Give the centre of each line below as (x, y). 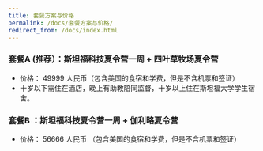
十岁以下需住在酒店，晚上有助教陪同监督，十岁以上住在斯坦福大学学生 (134, 88)
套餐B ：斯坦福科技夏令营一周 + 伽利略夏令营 (94, 120)
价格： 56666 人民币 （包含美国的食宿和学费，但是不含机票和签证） (130, 138)
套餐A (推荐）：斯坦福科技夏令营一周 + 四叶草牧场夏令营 (113, 59)
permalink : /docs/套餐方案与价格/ (61, 23)
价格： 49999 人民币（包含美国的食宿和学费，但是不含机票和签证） (129, 78)
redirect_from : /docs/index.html (63, 30)
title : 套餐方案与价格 (41, 15)
